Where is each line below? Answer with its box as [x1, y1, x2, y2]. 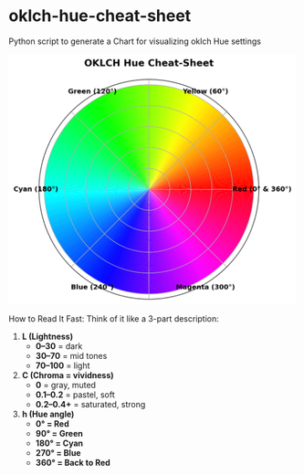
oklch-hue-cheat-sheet [8, 5, 192, 26]
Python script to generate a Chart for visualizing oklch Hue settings [8, 36, 262, 47]
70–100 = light [35, 360, 90, 371]
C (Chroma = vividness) [21, 370, 115, 381]
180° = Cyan [35, 438, 84, 449]
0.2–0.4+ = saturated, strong [35, 399, 146, 410]
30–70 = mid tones [35, 351, 108, 362]
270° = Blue [35, 448, 81, 459]
